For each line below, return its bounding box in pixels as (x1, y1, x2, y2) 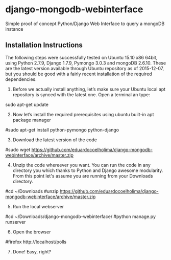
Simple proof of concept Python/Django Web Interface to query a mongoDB (5, 20, 165, 27)
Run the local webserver (12, 203, 64, 209)
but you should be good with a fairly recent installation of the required (5, 71, 152, 77)
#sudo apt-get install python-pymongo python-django (5, 126, 119, 133)
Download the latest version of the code (12, 137, 97, 143)
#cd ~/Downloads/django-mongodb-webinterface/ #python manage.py (5, 213, 156, 220)
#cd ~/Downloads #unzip (5, 188, 59, 194)
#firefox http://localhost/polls (5, 239, 67, 245)
